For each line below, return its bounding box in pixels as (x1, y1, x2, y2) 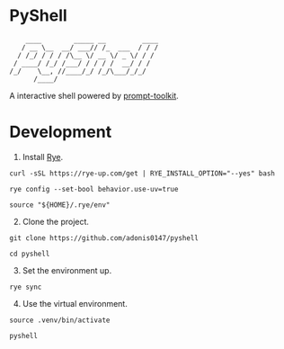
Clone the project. (22, 216, 90, 227)
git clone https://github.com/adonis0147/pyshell (9, 233, 200, 243)
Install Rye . (22, 151, 64, 162)
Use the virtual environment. (22, 298, 128, 309)
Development (9, 122, 112, 142)
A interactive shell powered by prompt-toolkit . (9, 90, 180, 101)
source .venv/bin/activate (9, 316, 111, 325)
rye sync (9, 282, 42, 291)
